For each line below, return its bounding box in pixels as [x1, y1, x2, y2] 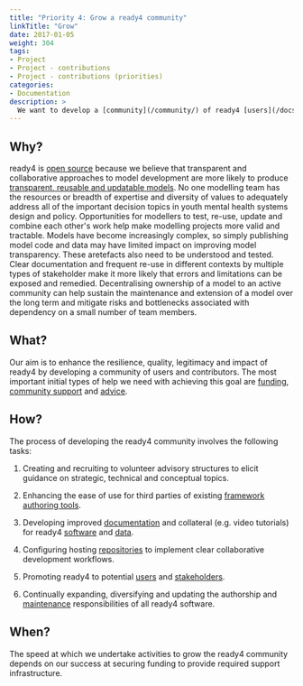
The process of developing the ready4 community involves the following [9, 435, 279, 447]
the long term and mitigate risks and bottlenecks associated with [9, 297, 250, 308]
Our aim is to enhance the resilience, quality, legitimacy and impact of [9, 357, 269, 367]
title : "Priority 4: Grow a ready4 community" [9, 13, 188, 23]
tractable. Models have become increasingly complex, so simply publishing [9, 230, 289, 241]
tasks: [9, 445, 32, 456]
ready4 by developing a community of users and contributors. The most [9, 366, 277, 377]
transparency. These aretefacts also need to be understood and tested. [9, 249, 274, 260]
